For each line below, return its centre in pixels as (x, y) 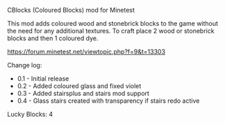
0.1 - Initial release (43, 78)
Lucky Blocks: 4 (30, 114)
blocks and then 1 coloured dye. (53, 38)
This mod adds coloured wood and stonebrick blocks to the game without (113, 23)
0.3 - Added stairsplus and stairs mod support (83, 93)
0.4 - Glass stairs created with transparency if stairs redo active (108, 101)
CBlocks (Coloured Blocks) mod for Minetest (71, 10)
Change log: (25, 65)
